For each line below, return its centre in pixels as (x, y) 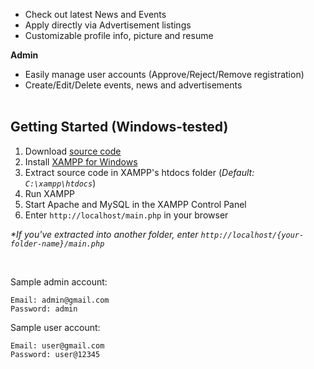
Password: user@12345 (55, 354)
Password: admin (44, 309)
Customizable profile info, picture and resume (119, 35)
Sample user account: (55, 327)
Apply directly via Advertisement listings (108, 25)
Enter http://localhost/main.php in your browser (126, 215)
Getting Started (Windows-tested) (119, 127)
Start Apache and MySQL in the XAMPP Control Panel (135, 204)
